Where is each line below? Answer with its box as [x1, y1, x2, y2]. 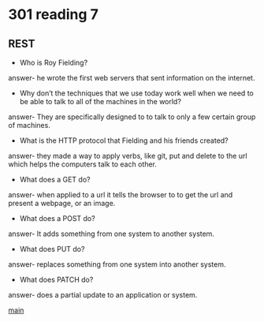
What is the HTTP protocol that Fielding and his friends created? [19, 136, 229, 145]
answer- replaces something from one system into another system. [8, 260, 226, 269]
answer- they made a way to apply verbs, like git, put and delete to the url [8, 152, 247, 160]
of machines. [8, 121, 51, 129]
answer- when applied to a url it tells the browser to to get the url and [8, 190, 233, 199]
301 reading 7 [8, 6, 99, 24]
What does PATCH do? [19, 275, 94, 284]
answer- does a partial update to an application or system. [8, 290, 198, 299]
